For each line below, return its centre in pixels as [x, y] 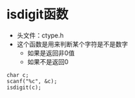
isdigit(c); [24, 87]
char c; [18, 75]
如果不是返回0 [48, 61]
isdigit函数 [38, 14]
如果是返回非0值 [51, 53]
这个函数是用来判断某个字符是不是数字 [72, 44]
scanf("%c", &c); [32, 81]
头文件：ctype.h [40, 35]
